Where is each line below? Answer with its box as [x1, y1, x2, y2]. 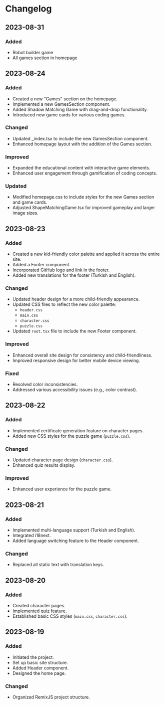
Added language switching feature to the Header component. [12, 538, 139, 544]
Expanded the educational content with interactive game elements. [12, 165, 150, 171]
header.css [19, 308, 43, 313]
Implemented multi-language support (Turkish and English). [12, 527, 135, 533]
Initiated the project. [12, 654, 54, 660]
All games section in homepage [12, 55, 77, 61]
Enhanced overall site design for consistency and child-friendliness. [12, 352, 152, 358]
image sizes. [12, 210, 38, 216]
